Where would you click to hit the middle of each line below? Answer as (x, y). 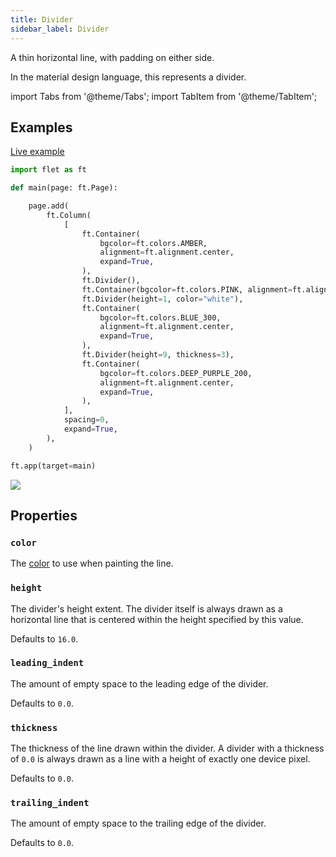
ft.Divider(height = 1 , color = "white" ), (162, 299)
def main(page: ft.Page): (64, 188)
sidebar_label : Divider (60, 29)
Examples (41, 127)
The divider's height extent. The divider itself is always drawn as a (146, 608)
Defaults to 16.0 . (44, 638)
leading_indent (47, 663)
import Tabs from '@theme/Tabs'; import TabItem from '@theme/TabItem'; (164, 96)
